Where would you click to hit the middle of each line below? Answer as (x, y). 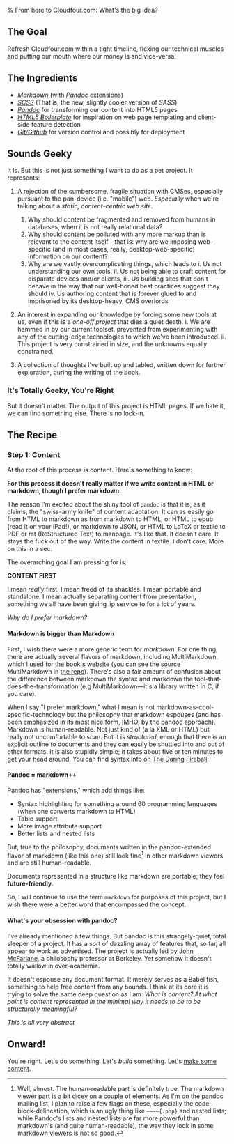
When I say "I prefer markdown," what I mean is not (81, 707)
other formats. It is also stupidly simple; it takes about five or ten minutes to (115, 751)
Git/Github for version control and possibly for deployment (101, 132)
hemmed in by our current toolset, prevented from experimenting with (117, 330)
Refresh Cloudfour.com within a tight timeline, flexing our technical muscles (116, 49)
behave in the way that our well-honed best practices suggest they (124, 286)
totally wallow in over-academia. (54, 966)
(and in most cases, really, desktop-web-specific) (123, 249)
